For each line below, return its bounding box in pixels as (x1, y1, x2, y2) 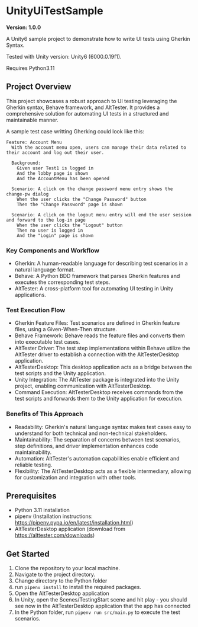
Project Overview (6, 82, 72, 92)
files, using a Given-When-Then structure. (14, 326, 117, 333)
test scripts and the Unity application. (14, 370, 106, 377)
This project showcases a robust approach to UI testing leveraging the (6, 97, 177, 104)
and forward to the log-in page (6, 217, 86, 223)
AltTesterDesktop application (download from (14, 526, 126, 533)
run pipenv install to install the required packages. (14, 584, 142, 591)
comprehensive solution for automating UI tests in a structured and (6, 110, 169, 117)
